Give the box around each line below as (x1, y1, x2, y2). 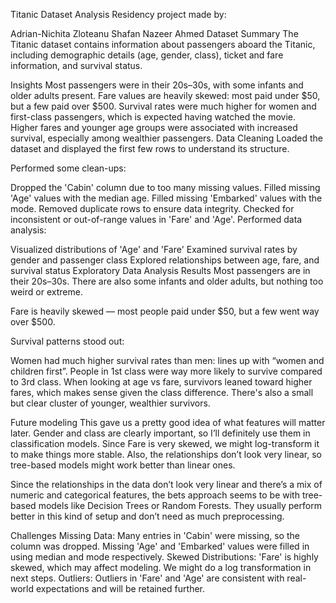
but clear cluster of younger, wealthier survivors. (10, 397, 211, 409)
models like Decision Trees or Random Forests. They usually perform (38, 500, 322, 511)
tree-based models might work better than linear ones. (10, 459, 236, 471)
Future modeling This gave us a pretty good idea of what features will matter (10, 417, 326, 428)
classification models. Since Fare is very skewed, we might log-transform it (10, 438, 320, 449)
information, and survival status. (10, 60, 143, 71)
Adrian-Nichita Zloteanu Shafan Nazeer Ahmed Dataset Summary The (10, 28, 299, 39)
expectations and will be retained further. (35, 583, 206, 594)
